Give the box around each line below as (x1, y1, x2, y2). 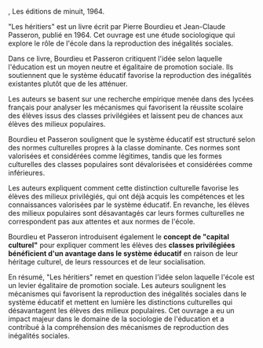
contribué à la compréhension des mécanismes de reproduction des (8, 323, 229, 331)
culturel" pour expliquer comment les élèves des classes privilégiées (8, 240, 236, 250)
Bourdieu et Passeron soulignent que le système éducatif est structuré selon (8, 135, 256, 144)
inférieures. (8, 168, 46, 177)
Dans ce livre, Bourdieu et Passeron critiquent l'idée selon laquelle (8, 54, 222, 63)
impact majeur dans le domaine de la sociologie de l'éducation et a (8, 314, 225, 324)
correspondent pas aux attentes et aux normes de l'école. (8, 217, 195, 226)
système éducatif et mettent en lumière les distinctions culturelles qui (8, 298, 233, 306)
